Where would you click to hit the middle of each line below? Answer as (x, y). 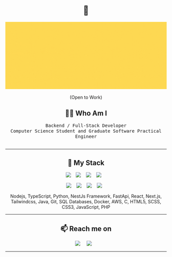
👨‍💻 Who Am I (86, 113)
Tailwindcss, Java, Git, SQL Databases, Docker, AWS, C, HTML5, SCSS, (86, 202)
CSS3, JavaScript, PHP (86, 207)
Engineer (86, 137)
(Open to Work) (86, 97)
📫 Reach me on (86, 229)
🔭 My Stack (86, 163)
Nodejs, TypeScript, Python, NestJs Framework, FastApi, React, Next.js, (86, 196)
